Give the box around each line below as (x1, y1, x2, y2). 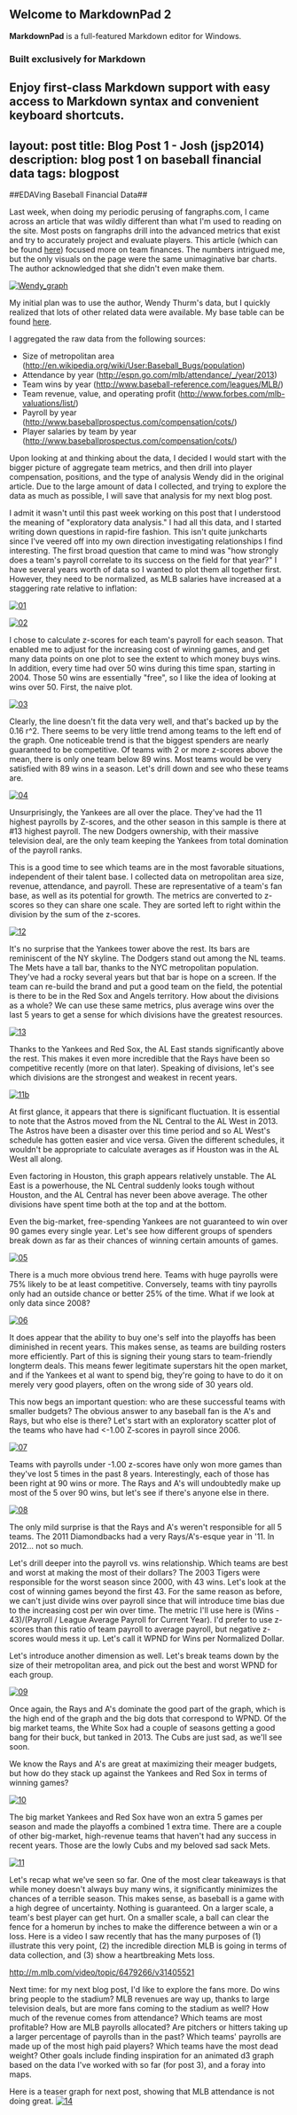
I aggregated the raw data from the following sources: (9, 333, 207, 344)
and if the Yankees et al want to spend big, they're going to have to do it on (9, 1370, 284, 1380)
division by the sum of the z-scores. (9, 908, 141, 919)
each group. (9, 1669, 54, 1679)
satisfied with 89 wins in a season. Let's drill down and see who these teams (9, 763, 289, 774)
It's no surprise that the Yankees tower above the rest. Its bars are (9, 943, 251, 954)
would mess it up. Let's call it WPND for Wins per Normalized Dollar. (35, 1632, 285, 1644)
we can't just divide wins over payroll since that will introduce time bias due (9, 1595, 285, 1606)
